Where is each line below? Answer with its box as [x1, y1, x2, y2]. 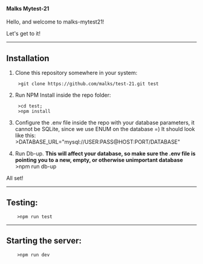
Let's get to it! [6, 30, 41, 37]
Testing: [6, 198, 38, 208]
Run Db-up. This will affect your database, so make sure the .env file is [14, 150, 196, 157]
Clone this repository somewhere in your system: [14, 69, 138, 77]
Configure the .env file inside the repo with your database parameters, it [14, 119, 195, 126]
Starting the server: [6, 236, 82, 246]
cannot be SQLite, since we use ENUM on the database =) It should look [14, 126, 195, 133]
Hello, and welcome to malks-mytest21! [6, 18, 105, 25]
